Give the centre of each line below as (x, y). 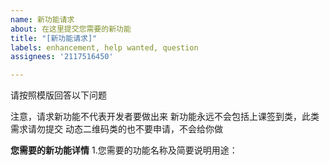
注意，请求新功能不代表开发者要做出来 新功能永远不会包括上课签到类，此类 (165, 117)
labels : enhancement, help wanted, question (104, 47)
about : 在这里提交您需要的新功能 (71, 29)
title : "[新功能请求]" (54, 38)
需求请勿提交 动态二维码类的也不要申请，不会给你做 (116, 129)
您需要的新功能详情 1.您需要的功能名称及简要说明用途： (124, 150)
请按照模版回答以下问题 (58, 95)
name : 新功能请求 (42, 19)
